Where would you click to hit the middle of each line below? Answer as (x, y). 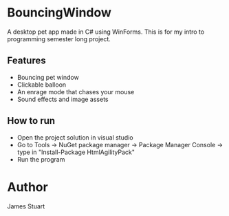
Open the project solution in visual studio (75, 137)
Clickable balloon (42, 85)
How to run (31, 121)
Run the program (41, 159)
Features (26, 61)
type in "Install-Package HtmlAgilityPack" (76, 152)
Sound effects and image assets (63, 99)
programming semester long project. (59, 39)
